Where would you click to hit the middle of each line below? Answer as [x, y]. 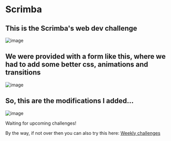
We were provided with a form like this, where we [85, 56]
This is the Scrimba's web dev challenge [71, 28]
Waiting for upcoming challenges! [41, 123]
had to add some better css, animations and [77, 65]
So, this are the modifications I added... [70, 101]
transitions [23, 73]
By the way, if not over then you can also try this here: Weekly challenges [83, 133]
